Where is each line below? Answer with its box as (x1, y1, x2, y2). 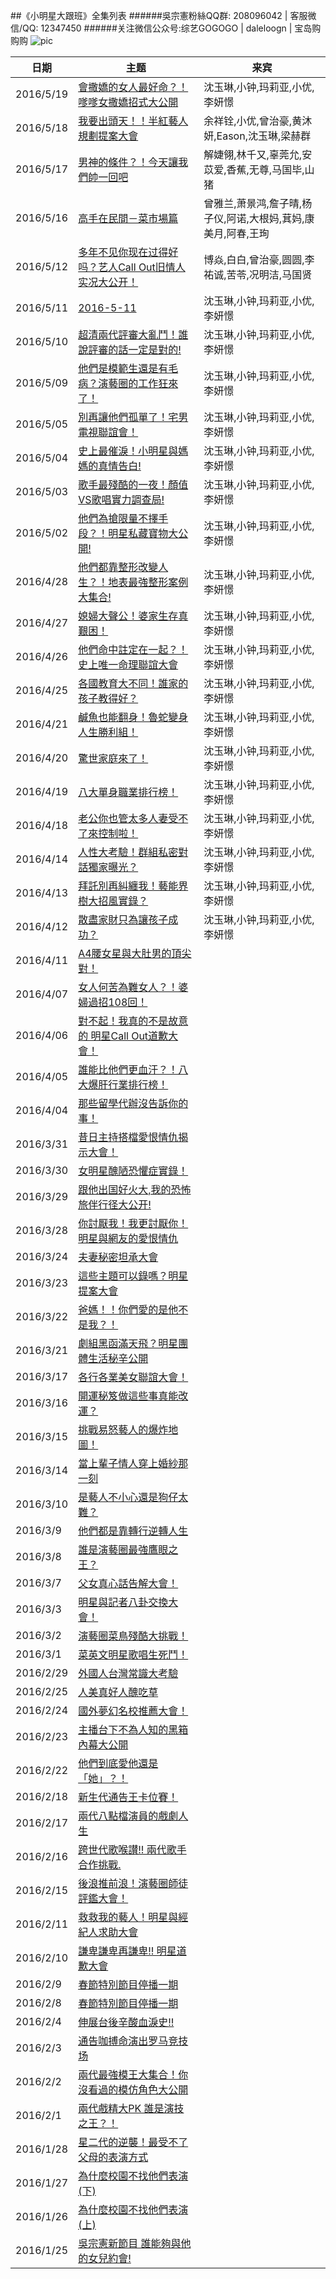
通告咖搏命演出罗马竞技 (78, 2034, 189, 2048)
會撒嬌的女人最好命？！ (78, 80, 189, 94)
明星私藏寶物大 (108, 527, 179, 540)
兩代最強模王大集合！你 (78, 2068, 189, 2081)
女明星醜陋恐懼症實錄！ (78, 1164, 189, 1178)
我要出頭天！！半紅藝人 (78, 114, 189, 128)
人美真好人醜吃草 (78, 1685, 159, 1699)
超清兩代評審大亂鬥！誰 (78, 328, 189, 341)
